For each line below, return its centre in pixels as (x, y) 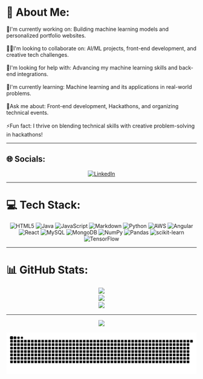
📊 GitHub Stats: (47, 270)
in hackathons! (25, 134)
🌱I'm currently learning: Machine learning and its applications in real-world (99, 86)
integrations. (33, 74)
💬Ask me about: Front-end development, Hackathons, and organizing (92, 106)
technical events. (27, 112)
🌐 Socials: (26, 159)
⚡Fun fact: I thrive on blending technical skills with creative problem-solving (101, 126)
